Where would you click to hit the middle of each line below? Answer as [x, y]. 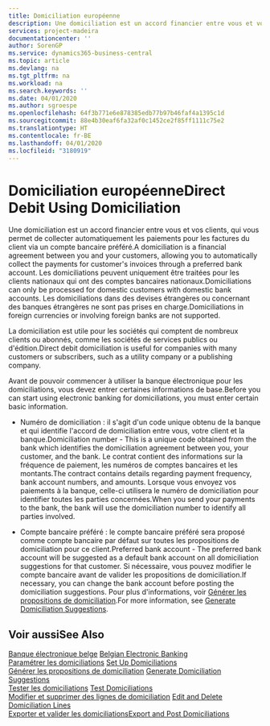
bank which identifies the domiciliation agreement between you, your [134, 448]
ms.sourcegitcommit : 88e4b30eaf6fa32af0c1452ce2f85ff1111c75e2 [117, 121]
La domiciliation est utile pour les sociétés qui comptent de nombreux [123, 331]
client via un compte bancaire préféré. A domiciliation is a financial [117, 247]
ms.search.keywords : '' [48, 91]
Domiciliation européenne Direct [117, 191]
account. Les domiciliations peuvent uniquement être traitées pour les [124, 273]
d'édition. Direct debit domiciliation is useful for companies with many [123, 348]
